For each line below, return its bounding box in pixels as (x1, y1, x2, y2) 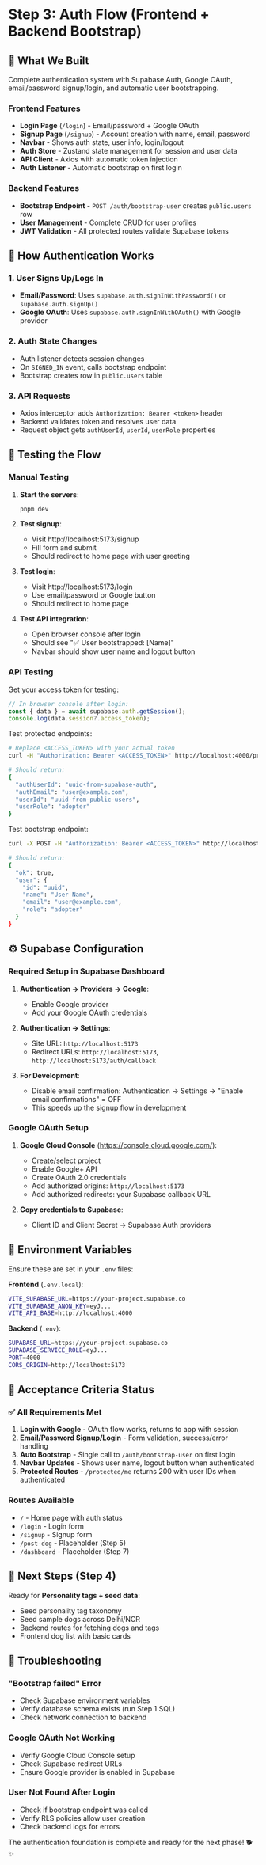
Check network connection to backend (19, 1712, 147, 1723)
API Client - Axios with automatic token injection (19, 154, 178, 164)
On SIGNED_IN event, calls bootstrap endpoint (19, 362, 167, 371)
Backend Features (8, 183, 80, 194)
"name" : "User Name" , (22, 891, 93, 899)
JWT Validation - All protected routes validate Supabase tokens (19, 226, 230, 235)
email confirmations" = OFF (31, 1094, 122, 1103)
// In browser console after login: (8, 700, 129, 708)
